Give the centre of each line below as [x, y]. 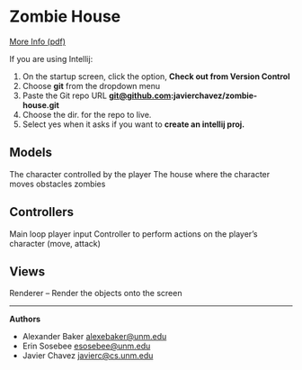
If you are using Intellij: [51, 59]
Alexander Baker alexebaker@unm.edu [94, 337]
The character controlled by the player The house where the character [140, 174]
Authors [25, 319]
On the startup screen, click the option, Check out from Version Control [156, 76]
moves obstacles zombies [58, 184]
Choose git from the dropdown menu [91, 86]
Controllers [42, 212]
